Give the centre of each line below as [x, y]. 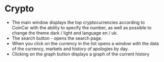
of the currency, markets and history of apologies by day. [70, 49]
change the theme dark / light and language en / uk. [65, 33]
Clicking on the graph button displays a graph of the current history [81, 54]
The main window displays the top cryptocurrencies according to [78, 22]
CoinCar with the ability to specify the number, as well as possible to [82, 27]
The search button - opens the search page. [57, 38]
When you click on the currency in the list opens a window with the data [85, 43]
